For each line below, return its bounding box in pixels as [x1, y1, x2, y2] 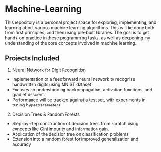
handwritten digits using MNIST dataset [12, 81, 91, 87]
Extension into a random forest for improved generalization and [12, 136, 139, 142]
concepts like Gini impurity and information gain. [12, 126, 109, 132]
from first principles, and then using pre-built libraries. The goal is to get [5, 30, 149, 35]
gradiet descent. [12, 91, 45, 97]
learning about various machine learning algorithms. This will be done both [5, 24, 155, 30]
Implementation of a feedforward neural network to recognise [12, 76, 136, 82]
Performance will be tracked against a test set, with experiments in [12, 97, 145, 103]
